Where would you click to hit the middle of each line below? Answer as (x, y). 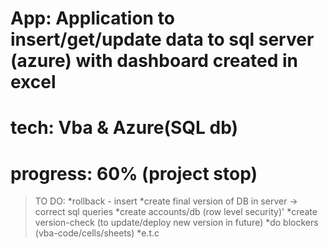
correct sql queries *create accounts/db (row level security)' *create (176, 212)
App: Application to (92, 18)
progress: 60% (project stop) (134, 173)
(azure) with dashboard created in (154, 61)
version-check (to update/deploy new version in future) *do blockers (176, 223)
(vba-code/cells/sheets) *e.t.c (97, 233)
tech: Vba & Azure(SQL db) (124, 128)
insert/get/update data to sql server (162, 39)
